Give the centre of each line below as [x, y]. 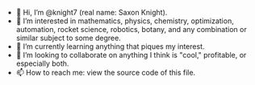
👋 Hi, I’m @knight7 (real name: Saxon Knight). [92, 12]
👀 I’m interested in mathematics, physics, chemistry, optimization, [125, 21]
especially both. [42, 63]
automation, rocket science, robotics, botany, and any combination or [132, 29]
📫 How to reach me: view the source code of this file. [106, 73]
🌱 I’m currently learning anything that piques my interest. [110, 47]
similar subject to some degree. [68, 38]
